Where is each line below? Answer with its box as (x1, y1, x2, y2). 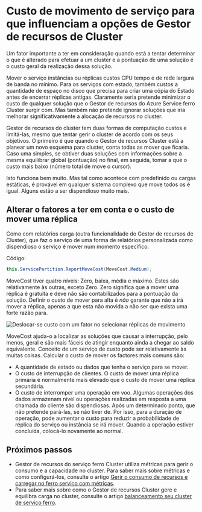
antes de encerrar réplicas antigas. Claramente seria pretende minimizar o (6, 93, 191, 101)
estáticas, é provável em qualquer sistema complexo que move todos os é (6, 181, 191, 188)
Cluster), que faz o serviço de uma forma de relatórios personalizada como (6, 236, 193, 243)
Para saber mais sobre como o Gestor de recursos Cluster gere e (14, 486, 177, 493)
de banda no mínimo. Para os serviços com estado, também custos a (6, 80, 178, 88)
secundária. (14, 382, 45, 390)
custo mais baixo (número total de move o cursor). (6, 163, 131, 170)
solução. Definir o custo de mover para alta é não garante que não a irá (6, 296, 184, 304)
